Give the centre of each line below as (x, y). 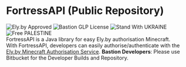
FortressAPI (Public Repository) (85, 11)
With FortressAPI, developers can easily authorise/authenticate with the (93, 45)
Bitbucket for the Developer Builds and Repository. (67, 58)
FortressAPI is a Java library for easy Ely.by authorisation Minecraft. (88, 39)
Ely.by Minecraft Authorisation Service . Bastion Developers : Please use (93, 51)
